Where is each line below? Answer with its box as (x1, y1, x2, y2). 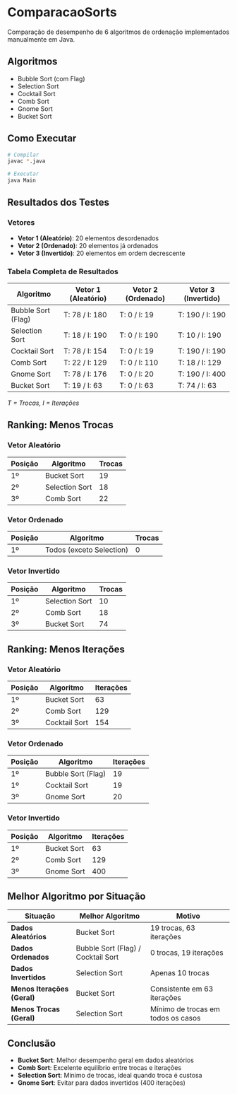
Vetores (7, 218, 35, 228)
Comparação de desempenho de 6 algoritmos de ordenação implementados (7, 28, 230, 36)
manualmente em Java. (7, 35, 75, 43)
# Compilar (7, 151, 39, 158)
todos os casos (150, 1013, 201, 1023)
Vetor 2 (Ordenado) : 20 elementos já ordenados (17, 241, 159, 249)
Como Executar (7, 132, 77, 145)
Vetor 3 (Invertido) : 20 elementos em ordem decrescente (17, 249, 186, 257)
